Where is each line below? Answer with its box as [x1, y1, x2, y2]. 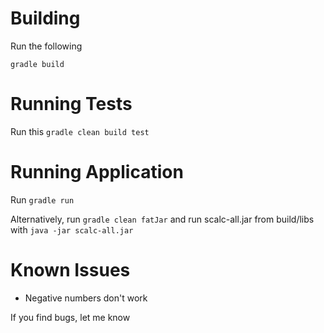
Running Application [10, 161, 184, 184]
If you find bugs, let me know [10, 311, 131, 323]
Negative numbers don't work [24, 292, 148, 304]
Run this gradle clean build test [10, 125, 150, 137]
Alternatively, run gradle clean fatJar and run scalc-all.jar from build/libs [10, 213, 315, 225]
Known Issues [10, 259, 131, 281]
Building [10, 7, 81, 30]
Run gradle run [10, 193, 75, 206]
